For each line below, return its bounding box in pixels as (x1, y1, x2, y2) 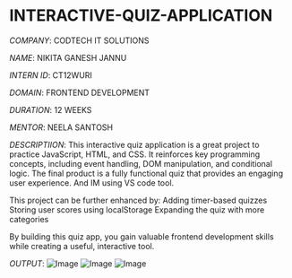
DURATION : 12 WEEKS (9, 104, 92, 115)
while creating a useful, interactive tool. (9, 240, 155, 251)
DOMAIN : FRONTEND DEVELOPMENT (9, 87, 150, 98)
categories (9, 213, 49, 224)
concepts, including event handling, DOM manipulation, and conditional (9, 158, 273, 169)
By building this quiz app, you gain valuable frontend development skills (9, 230, 275, 242)
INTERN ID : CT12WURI (9, 69, 92, 81)
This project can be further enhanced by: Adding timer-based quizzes (9, 195, 268, 205)
